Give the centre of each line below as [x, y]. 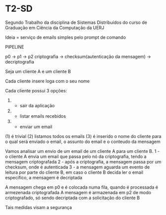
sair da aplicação [37, 105]
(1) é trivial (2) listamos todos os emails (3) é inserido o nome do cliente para [83, 136]
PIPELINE [15, 47]
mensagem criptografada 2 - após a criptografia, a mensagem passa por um [83, 161]
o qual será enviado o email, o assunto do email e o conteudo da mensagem [83, 142]
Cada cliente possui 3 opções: [36, 90]
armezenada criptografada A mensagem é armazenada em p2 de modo [78, 192]
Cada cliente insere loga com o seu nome [48, 81]
